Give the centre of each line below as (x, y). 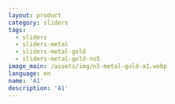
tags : (17, 30)
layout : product (35, 15)
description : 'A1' (38, 88)
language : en (30, 74)
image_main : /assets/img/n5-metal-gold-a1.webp (88, 66)
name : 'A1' (26, 81)
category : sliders (38, 23)
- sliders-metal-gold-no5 (58, 59)
